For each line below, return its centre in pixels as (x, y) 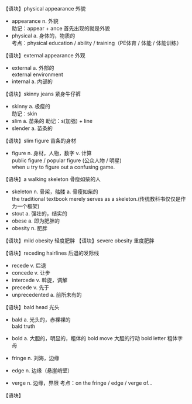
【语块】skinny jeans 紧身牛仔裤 (42, 94)
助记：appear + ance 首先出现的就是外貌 (61, 28)
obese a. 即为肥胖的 (36, 221)
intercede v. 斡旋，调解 (40, 280)
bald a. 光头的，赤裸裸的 (41, 320)
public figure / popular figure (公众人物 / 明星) (66, 160)
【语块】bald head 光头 (31, 307)
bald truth (23, 326)
